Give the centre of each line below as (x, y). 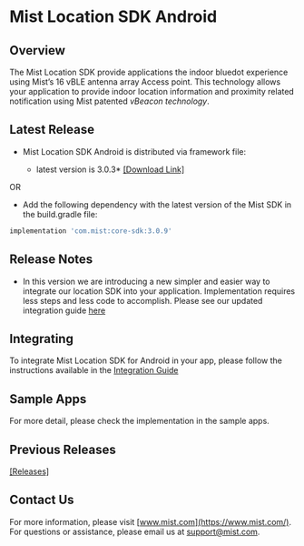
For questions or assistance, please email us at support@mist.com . (135, 531)
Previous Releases (63, 449)
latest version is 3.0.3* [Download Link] (110, 169)
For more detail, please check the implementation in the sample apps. (139, 421)
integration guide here (64, 310)
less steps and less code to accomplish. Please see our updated (142, 300)
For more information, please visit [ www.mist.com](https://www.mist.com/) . (151, 521)
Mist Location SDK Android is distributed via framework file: (134, 151)
